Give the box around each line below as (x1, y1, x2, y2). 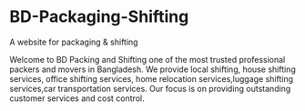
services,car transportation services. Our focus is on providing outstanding (9, 83, 291, 94)
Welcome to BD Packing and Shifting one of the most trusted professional (9, 54, 286, 65)
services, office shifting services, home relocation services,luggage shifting (9, 73, 294, 84)
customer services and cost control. (9, 93, 145, 104)
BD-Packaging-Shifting (9, 6, 189, 27)
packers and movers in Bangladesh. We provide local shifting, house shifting (9, 64, 296, 75)
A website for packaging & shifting (9, 36, 138, 47)
